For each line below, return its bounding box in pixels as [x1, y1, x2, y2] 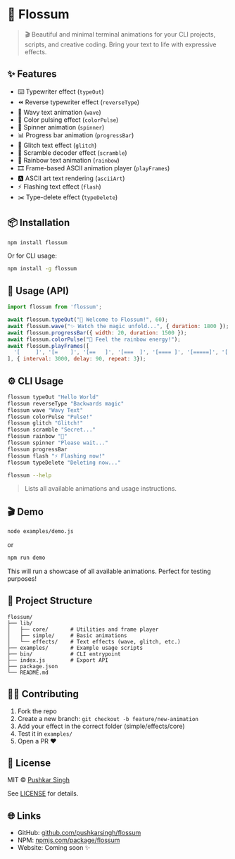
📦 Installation [7, 217, 70, 229]
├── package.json [7, 663, 58, 670]
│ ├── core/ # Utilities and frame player [7, 626, 159, 633]
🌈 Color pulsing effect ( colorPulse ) [17, 115, 119, 124]
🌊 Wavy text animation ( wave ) [17, 108, 102, 116]
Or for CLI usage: [7, 251, 58, 260]
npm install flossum [7, 239, 68, 246]
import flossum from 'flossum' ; [7, 303, 102, 311]
